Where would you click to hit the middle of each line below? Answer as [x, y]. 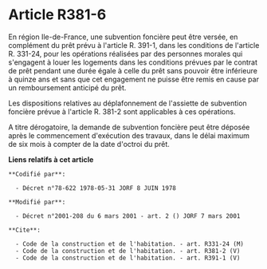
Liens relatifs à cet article [51, 159]
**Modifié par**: [37, 202]
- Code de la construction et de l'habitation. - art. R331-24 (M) [130, 244]
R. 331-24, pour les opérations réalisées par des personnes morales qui [126, 53]
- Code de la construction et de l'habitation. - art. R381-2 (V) [128, 251]
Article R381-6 [57, 15]
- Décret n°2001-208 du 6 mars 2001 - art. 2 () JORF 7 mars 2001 [128, 216]
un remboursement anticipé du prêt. [67, 87]
